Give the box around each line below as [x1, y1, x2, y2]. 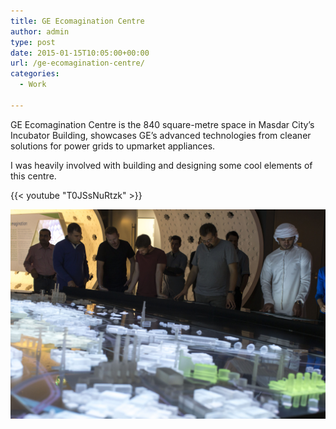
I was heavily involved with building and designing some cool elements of [10, 159, 313, 171]
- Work [19, 80, 47, 90]
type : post [10, 37, 56, 47]
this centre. [10, 170, 57, 182]
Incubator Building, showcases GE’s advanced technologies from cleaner [10, 129, 312, 141]
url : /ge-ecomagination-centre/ [10, 58, 145, 69]
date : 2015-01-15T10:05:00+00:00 [10, 48, 150, 58]
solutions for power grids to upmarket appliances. [10, 140, 216, 152]
